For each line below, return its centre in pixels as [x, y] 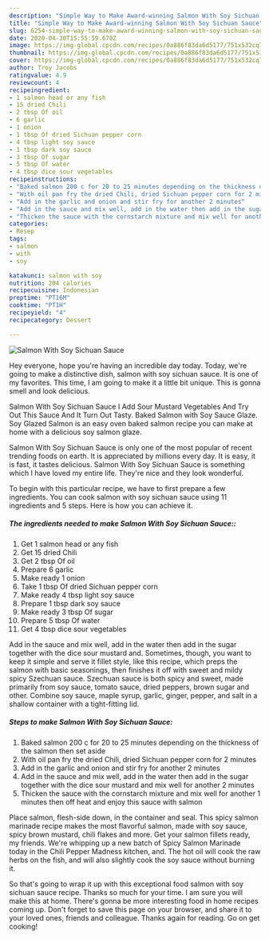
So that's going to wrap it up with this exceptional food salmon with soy [127, 884]
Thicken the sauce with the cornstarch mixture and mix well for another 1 [140, 793]
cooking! [24, 926]
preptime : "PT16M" [40, 298]
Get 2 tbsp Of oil [47, 561]
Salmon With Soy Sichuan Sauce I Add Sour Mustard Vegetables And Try [129, 406]
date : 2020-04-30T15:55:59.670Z [63, 38]
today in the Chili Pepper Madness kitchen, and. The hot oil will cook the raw [135, 851]
